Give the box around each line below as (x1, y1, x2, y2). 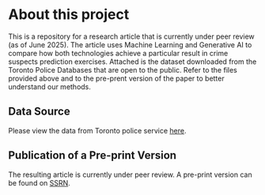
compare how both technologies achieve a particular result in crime (8, 48, 229, 58)
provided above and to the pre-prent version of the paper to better (8, 73, 225, 83)
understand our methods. (8, 81, 91, 92)
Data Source (8, 105, 70, 118)
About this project (8, 6, 130, 24)
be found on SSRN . (8, 178, 71, 187)
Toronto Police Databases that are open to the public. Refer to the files (8, 65, 237, 74)
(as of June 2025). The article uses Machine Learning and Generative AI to (8, 39, 252, 49)
